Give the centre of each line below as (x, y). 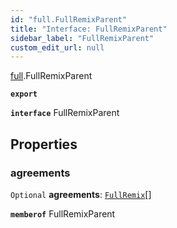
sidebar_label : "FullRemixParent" (82, 38)
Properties (44, 144)
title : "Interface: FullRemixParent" (89, 29)
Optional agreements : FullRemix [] (81, 194)
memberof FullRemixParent (63, 213)
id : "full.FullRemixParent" (69, 19)
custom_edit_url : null (57, 47)
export (24, 94)
